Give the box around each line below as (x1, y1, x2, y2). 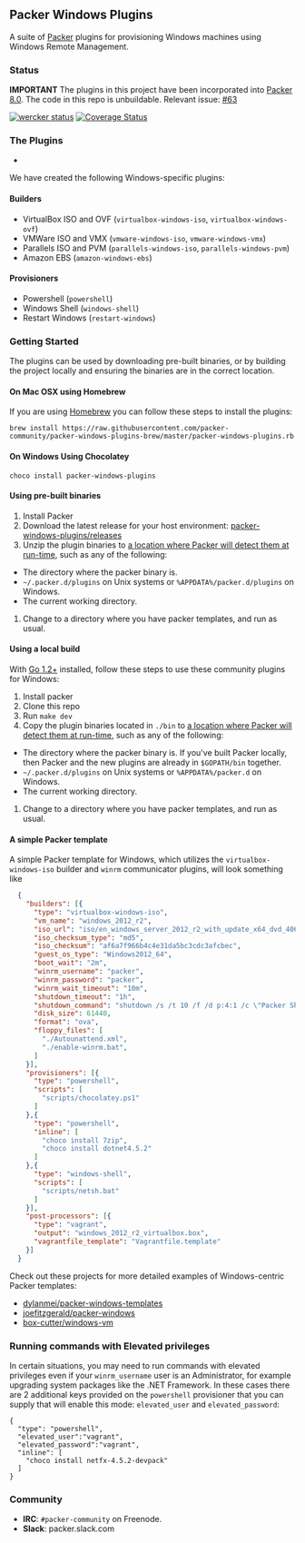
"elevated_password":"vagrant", (17, 1439, 141, 1449)
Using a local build (9, 644, 81, 655)
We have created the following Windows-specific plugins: (9, 173, 225, 183)
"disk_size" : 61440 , (33, 1009, 112, 1018)
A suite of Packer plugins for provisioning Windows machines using (9, 31, 261, 42)
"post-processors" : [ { (25, 1212, 112, 1221)
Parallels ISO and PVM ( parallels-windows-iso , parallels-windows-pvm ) (22, 242, 290, 253)
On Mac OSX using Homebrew (9, 386, 126, 397)
